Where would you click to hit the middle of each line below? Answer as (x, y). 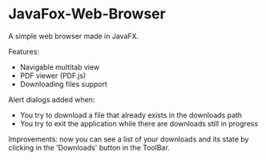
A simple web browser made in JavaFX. (74, 36)
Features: (24, 51)
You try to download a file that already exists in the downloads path (131, 115)
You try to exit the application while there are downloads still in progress (139, 123)
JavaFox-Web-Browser (87, 14)
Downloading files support (64, 84)
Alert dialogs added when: (52, 99)
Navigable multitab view (60, 67)
